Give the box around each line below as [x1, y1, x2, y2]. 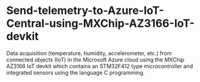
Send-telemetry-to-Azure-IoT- [6, 4, 164, 18]
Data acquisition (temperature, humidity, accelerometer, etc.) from [6, 49, 172, 56]
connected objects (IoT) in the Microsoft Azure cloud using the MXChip [6, 56, 185, 63]
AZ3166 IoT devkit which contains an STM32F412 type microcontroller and [6, 62, 193, 70]
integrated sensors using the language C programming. [6, 69, 145, 76]
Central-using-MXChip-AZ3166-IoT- [6, 16, 195, 30]
